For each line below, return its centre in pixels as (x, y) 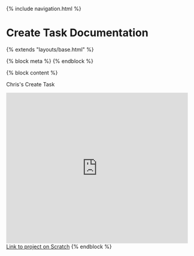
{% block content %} (32, 73)
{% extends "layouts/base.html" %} (50, 49)
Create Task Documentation (77, 33)
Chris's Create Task (31, 84)
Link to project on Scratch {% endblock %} (59, 246)
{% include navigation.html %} (44, 9)
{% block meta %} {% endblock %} (50, 61)
